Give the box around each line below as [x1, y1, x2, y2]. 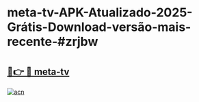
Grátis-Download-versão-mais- [7, 19, 191, 35]
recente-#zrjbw [7, 34, 98, 49]
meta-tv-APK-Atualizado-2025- [7, 5, 193, 21]
